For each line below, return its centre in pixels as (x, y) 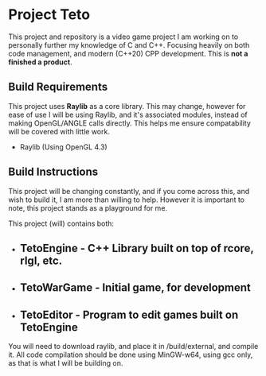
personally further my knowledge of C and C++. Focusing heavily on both (129, 45)
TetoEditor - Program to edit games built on (129, 314)
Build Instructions (53, 172)
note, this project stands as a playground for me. (88, 207)
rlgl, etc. (41, 260)
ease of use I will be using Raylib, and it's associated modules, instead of (128, 114)
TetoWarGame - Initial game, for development (135, 288)
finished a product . (41, 62)
